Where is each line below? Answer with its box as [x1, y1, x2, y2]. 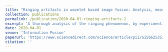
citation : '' [5, 40, 32, 45]
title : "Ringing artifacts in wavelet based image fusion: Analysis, [5, 7, 153, 12]
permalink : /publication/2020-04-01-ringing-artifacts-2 [5, 16, 126, 21]
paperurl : [5, 35, 26, 40]
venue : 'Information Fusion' [5, 30, 66, 35]
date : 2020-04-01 [5, 26, 41, 31]
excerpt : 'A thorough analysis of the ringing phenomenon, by [5, 21, 137, 26]
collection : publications [5, 12, 59, 17]
